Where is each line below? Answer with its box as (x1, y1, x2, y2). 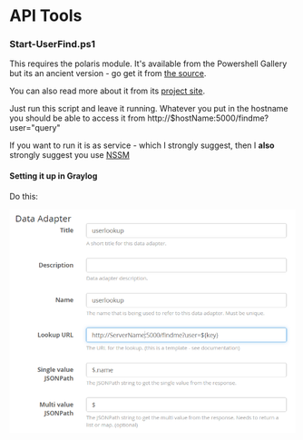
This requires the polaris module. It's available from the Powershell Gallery (9, 58, 288, 69)
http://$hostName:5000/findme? (147, 112, 269, 123)
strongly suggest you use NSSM (9, 150, 130, 161)
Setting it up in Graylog (9, 171, 98, 181)
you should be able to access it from (9, 112, 146, 123)
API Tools (9, 5, 83, 26)
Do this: (9, 191, 39, 201)
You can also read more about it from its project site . (9, 85, 206, 96)
